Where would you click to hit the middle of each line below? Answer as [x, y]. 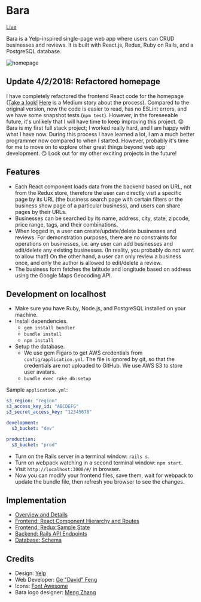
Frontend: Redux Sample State [52, 527]
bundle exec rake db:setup [57, 379]
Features [23, 172]
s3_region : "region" [32, 401]
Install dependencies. [41, 321]
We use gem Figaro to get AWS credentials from [83, 353]
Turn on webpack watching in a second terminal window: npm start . [99, 462]
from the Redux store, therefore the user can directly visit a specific [98, 192]
